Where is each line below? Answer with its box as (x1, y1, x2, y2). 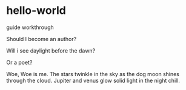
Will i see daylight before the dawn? (6, 47, 96, 54)
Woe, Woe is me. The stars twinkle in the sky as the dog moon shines (6, 70, 180, 77)
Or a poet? (6, 59, 33, 66)
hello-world (6, 4, 67, 18)
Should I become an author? (6, 35, 77, 42)
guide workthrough (6, 24, 55, 31)
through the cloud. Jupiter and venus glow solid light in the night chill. (6, 77, 181, 84)
